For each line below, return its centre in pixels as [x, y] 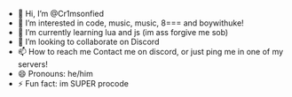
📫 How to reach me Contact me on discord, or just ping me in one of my [150, 52]
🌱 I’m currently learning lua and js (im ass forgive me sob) [123, 32]
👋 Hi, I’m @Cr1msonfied [61, 14]
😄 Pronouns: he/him [55, 74]
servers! [33, 64]
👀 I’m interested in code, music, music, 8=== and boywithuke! [130, 23]
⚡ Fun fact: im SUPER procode [73, 83]
